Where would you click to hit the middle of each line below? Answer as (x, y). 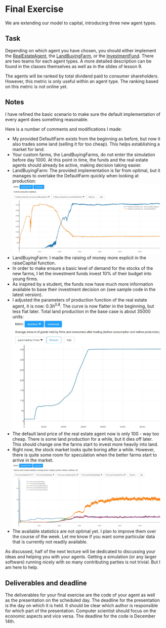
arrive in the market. (33, 460)
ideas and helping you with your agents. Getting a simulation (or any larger (81, 557)
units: (18, 317)
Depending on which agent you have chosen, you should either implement (81, 50)
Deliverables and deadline (46, 583)
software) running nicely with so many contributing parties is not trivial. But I (83, 562)
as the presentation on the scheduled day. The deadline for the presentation (83, 600)
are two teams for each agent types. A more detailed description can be (78, 61)
